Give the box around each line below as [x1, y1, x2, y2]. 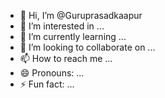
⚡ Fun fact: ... [19, 78, 75, 90]
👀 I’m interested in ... [19, 20, 105, 32]
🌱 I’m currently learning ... [19, 31, 127, 42]
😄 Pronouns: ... [19, 67, 85, 79]
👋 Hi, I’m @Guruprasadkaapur [19, 10, 143, 21]
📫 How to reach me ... [19, 53, 113, 64]
